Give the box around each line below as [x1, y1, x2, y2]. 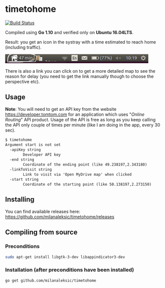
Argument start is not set [5, 142, 61, 147]
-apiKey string [9, 147, 41, 152]
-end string [9, 157, 35, 162]
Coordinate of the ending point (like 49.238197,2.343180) [23, 162, 148, 167]
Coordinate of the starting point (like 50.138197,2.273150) [23, 182, 152, 187]
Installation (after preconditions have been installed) [5, 266, 134, 273]
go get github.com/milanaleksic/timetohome [5, 278, 97, 283]
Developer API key [23, 152, 61, 157]
